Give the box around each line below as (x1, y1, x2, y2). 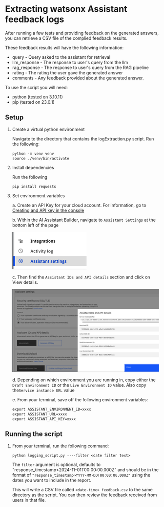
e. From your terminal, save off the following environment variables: (12, 396, 148, 402)
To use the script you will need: (5, 84, 68, 90)
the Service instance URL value (12, 387, 75, 393)
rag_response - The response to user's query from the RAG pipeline (12, 65, 149, 70)
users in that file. (12, 497, 46, 503)
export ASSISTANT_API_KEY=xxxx (12, 416, 76, 421)
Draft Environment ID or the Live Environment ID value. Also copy (12, 382, 146, 388)
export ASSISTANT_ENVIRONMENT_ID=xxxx (12, 407, 91, 412)
